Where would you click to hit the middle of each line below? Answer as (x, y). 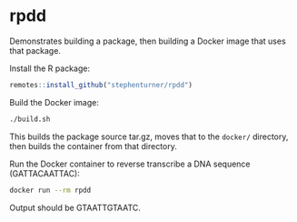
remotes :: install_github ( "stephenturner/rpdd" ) (101, 85)
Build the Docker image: (54, 102)
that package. (35, 50)
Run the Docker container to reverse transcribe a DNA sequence (130, 164)
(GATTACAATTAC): (45, 173)
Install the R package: (50, 68)
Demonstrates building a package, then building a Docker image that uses (148, 41)
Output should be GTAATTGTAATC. (75, 207)
